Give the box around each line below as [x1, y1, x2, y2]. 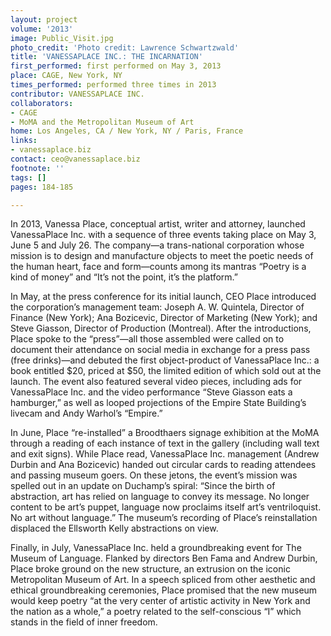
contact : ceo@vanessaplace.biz [10, 154, 141, 164]
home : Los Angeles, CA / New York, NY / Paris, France [10, 126, 244, 136]
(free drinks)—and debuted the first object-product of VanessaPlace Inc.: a [10, 354, 320, 366]
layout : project [10, 14, 78, 25]
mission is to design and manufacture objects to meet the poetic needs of [10, 250, 314, 262]
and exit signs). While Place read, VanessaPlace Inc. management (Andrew [10, 448, 320, 460]
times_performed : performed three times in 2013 [10, 80, 217, 90]
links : [10, 136, 38, 146]
